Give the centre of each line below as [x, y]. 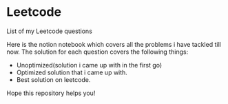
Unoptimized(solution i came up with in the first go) [89, 65]
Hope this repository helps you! [51, 93]
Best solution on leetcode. [53, 79]
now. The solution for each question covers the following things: [97, 52]
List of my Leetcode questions [49, 31]
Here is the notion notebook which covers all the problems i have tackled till [114, 44]
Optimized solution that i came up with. [72, 72]
